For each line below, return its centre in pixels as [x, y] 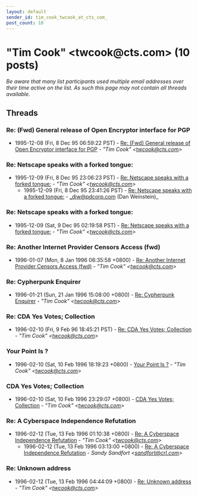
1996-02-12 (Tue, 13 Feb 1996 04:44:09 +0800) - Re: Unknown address [103, 481]
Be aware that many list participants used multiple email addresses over [95, 82]
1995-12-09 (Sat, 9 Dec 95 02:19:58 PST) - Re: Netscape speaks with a [102, 225]
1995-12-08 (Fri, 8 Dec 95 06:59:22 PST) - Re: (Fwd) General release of [103, 143]
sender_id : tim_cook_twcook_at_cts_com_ [57, 17]
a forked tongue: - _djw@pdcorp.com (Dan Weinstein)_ [91, 197]
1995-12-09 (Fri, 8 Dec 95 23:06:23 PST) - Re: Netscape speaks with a [102, 178]
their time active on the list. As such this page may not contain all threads [97, 88]
